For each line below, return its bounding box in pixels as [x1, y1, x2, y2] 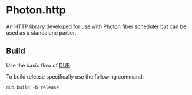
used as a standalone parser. [6, 29, 77, 36]
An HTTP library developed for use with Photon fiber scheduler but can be [6, 23, 187, 30]
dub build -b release [6, 84, 59, 90]
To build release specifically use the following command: [6, 73, 144, 80]
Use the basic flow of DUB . [6, 62, 72, 69]
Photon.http [6, 4, 66, 17]
